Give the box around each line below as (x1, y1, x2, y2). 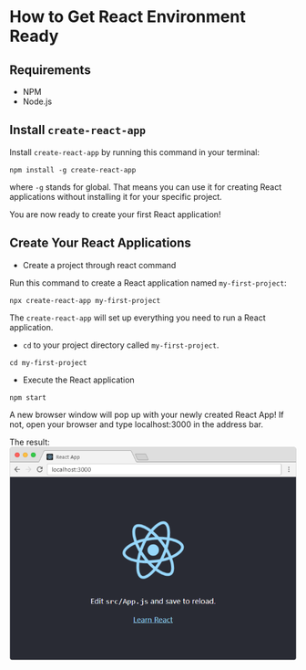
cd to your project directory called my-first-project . (22, 340, 219, 351)
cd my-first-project (9, 358, 88, 367)
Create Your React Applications (9, 236, 191, 251)
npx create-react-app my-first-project (9, 296, 161, 305)
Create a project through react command (22, 259, 177, 270)
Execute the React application (22, 374, 135, 385)
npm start (9, 393, 47, 403)
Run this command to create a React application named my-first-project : (9, 277, 287, 288)
